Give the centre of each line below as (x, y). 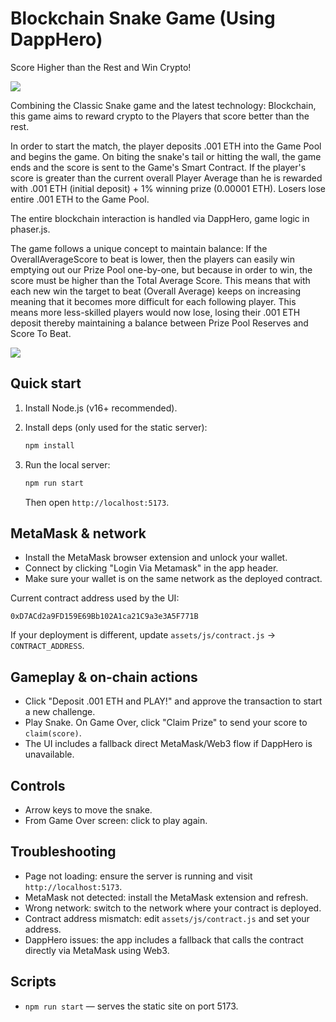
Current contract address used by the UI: (95, 598)
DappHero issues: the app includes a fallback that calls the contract (164, 939)
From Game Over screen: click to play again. (116, 820)
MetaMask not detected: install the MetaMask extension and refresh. (166, 897)
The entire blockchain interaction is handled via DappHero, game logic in (160, 218)
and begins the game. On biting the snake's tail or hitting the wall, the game (166, 156)
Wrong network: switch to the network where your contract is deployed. (173, 908)
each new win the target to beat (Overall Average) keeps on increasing (156, 291)
